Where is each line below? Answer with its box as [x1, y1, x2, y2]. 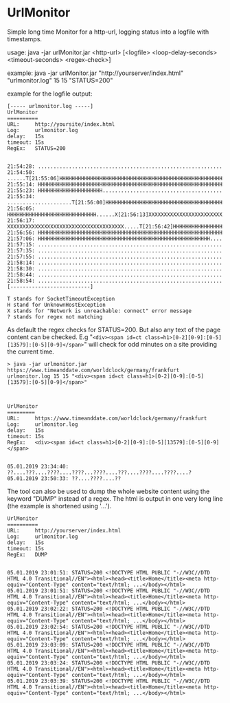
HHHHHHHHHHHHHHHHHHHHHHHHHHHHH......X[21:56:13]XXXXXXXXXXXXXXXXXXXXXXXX [7, 211, 223, 218]
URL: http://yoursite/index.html [7, 120, 115, 128]
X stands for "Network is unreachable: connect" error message [7, 307, 192, 314]
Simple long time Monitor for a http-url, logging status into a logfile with [7, 28, 209, 36]
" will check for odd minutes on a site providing [83, 340, 218, 348]
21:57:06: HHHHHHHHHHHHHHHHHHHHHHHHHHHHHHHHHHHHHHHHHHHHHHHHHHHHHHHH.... [7, 235, 223, 242]
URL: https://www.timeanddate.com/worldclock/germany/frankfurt [7, 415, 207, 422]
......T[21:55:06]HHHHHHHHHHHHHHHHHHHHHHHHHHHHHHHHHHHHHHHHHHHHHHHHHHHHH [7, 175, 223, 182]
